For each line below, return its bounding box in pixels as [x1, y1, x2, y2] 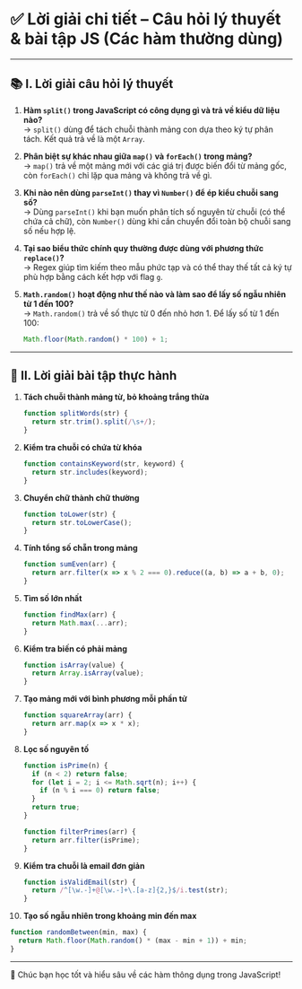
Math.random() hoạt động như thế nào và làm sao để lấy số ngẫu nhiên [22, 288, 286, 300]
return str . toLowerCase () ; [31, 518, 133, 527]
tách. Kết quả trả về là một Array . [22, 133, 146, 144]
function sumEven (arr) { [22, 560, 116, 569]
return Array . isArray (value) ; [31, 669, 144, 678]
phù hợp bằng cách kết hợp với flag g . [22, 271, 164, 282]
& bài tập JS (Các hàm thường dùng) [10, 29, 283, 49]
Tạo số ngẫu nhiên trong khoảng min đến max [22, 911, 197, 922]
